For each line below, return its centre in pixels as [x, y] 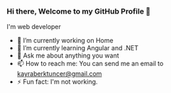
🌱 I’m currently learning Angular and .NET [78, 48]
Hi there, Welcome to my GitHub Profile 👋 [79, 11]
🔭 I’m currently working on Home [65, 40]
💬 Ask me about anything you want [68, 55]
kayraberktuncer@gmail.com [59, 74]
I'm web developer [34, 27]
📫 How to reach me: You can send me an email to [90, 64]
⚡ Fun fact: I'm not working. [57, 82]
